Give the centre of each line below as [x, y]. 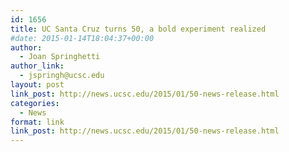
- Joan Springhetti [60, 57]
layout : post [37, 85]
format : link [37, 122]
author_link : [37, 66]
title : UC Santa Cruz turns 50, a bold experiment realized [138, 29]
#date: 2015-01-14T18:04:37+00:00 [82, 38]
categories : [35, 103]
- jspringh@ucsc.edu [62, 76]
